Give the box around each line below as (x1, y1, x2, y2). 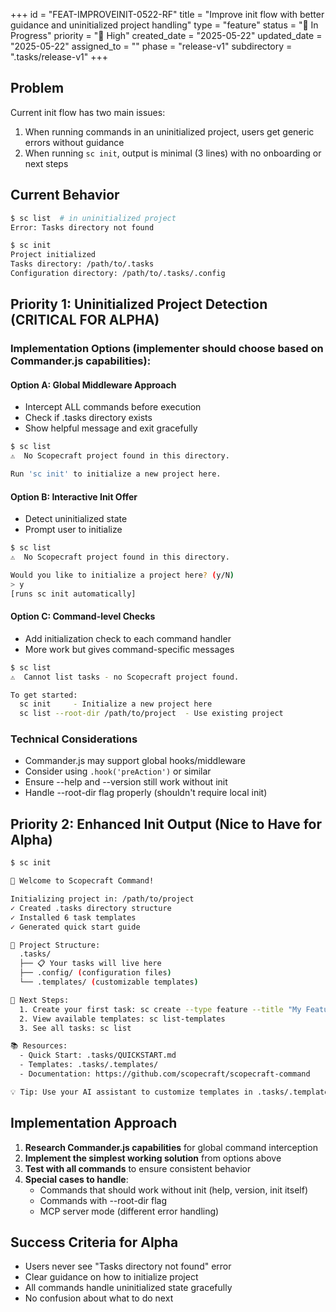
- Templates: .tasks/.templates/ (19, 1060, 159, 1070)
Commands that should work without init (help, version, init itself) (39, 1184, 308, 1196)
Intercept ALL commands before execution (24, 401, 202, 413)
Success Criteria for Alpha (10, 1234, 179, 1251)
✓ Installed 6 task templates (10, 912, 137, 923)
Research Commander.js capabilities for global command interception (24, 1141, 318, 1153)
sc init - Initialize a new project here (19, 699, 213, 709)
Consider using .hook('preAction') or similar (24, 765, 212, 778)
